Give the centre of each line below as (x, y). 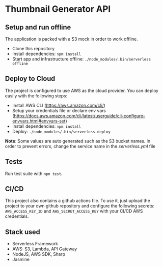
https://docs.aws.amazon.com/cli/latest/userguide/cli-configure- (80, 116)
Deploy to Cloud (30, 79)
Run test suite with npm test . (34, 174)
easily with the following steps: (36, 96)
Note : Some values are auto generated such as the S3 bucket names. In (78, 141)
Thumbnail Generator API (58, 9)
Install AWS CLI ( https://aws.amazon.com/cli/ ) (59, 105)
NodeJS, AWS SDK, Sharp (39, 254)
